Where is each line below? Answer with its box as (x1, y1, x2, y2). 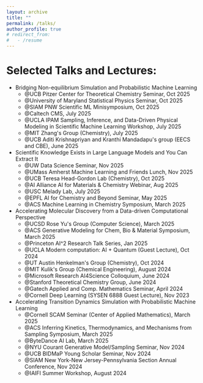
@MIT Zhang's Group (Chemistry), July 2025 (24, 129, 139, 136)
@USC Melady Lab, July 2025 (24, 188, 101, 195)
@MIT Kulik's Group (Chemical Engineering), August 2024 (24, 265, 171, 272)
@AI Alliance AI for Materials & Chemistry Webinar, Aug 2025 (24, 181, 179, 188)
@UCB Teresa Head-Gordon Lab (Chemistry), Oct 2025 (24, 175, 165, 182)
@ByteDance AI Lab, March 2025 (24, 337, 109, 344)
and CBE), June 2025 (24, 142, 78, 150)
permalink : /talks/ (6, 20, 56, 26)
